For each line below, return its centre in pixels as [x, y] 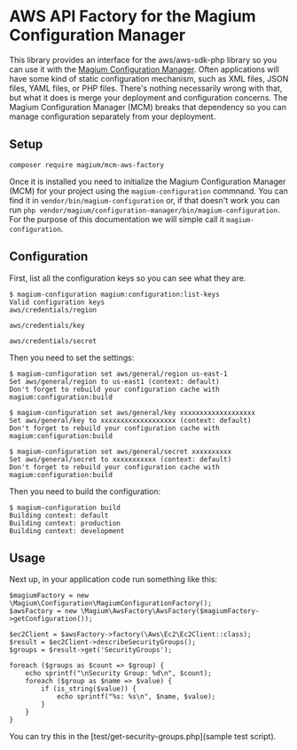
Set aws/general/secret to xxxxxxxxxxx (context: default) [121, 459]
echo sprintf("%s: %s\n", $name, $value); [136, 697]
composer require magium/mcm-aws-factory [87, 165]
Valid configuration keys [57, 302]
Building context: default [59, 515]
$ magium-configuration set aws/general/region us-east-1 [118, 374]
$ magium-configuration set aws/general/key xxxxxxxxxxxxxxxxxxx [132, 412]
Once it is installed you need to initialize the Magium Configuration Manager [148, 181]
